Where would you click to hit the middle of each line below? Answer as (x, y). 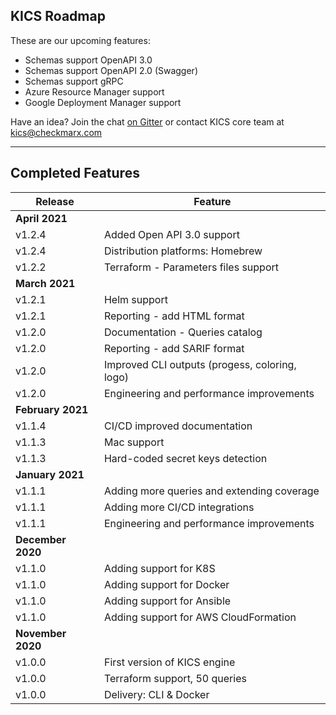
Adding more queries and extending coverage (211, 491)
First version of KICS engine (169, 662)
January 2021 (50, 474)
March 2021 (45, 283)
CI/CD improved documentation (178, 426)
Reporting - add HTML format (174, 316)
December (41, 539)
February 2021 (52, 409)
